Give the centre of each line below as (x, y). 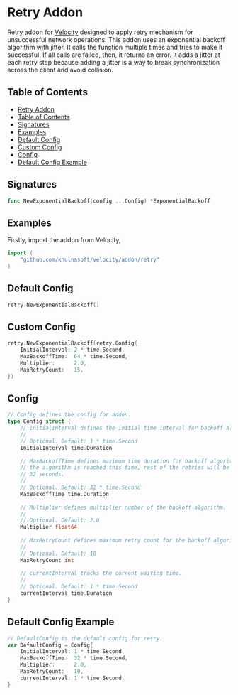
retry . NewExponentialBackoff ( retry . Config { (73, 343)
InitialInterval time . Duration (66, 448)
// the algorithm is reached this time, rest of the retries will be (125, 468)
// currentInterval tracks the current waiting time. (101, 573)
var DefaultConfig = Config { (50, 645)
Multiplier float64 (49, 527)
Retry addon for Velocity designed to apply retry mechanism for (100, 32)
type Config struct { (39, 421)
